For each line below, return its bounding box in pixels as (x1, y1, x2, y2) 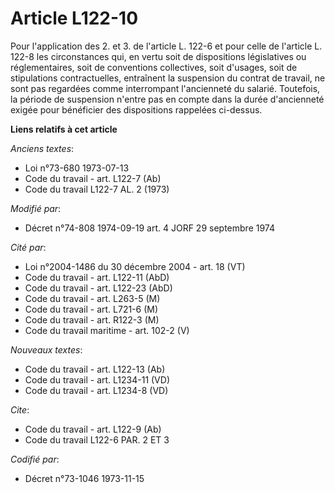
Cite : (10, 403, 30, 416)
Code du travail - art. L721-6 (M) (24, 303, 159, 315)
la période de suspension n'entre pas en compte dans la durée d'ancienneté (10, 93, 325, 105)
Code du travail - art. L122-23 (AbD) (24, 282, 173, 294)
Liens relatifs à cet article (10, 123, 118, 135)
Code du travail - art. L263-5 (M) (24, 292, 161, 304)
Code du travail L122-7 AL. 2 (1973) (24, 183, 170, 195)
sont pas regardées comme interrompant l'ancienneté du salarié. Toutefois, (10, 82, 321, 94)
